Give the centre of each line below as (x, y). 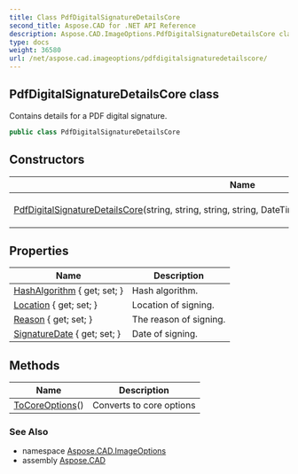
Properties (39, 250)
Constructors (47, 160)
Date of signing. (165, 334)
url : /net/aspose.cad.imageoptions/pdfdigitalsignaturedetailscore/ (138, 58)
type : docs (29, 42)
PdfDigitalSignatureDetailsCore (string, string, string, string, (136, 209)
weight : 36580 (35, 51)
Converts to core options (144, 406)
